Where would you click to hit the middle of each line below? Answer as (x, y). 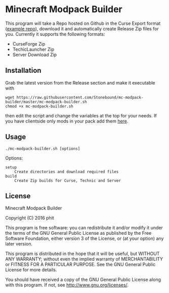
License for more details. (31, 270)
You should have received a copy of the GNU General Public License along (83, 280)
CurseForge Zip (29, 44)
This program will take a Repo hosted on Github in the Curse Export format (83, 23)
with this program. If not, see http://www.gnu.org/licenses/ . (67, 285)
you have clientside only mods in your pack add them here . (67, 121)
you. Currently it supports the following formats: (55, 34)
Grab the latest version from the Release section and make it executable (80, 82)
